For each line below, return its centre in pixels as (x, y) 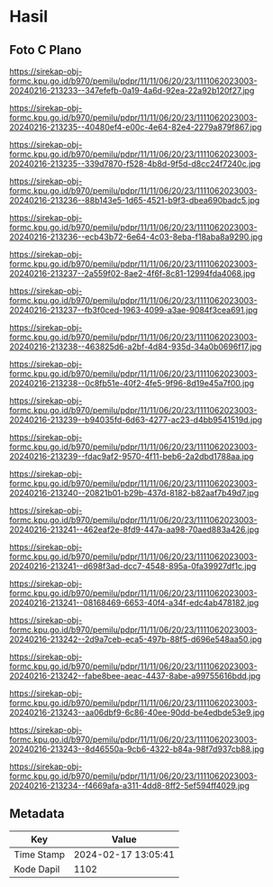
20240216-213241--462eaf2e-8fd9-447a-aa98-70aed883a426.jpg (134, 529)
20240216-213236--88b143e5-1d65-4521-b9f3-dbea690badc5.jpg (135, 200)
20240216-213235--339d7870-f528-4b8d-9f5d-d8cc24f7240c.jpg (135, 163)
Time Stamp (40, 855)
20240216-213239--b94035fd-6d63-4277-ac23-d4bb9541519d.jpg (136, 420)
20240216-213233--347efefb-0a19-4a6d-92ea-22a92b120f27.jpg (132, 91)
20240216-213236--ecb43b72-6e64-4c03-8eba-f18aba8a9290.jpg (136, 237)
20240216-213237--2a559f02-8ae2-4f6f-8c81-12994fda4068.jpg (132, 273)
